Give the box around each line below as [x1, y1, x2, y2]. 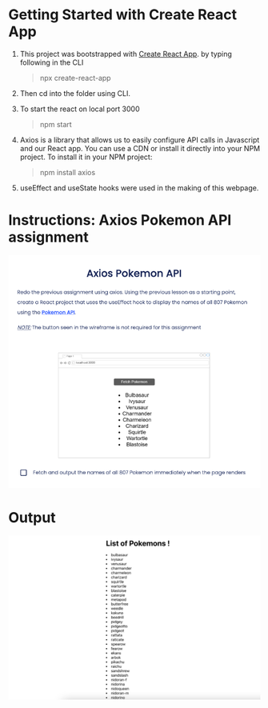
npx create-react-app [39, 73, 111, 82]
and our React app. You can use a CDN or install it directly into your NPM [19, 143, 261, 153]
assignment [8, 228, 90, 246]
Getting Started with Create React [8, 6, 238, 24]
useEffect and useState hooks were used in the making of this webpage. [19, 182, 259, 193]
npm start [39, 119, 72, 129]
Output [8, 509, 56, 527]
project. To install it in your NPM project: [19, 152, 153, 162]
